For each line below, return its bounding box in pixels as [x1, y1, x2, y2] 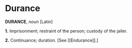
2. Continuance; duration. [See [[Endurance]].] [5, 37, 99, 43]
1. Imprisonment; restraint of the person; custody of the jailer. [5, 28, 128, 34]
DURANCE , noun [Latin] [5, 19, 53, 24]
